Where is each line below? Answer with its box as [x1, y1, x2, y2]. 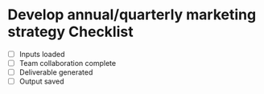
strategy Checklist [7, 22, 134, 41]
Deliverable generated [19, 67, 93, 77]
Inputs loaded [19, 49, 65, 59]
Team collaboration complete [19, 59, 117, 67]
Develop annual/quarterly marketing [7, 6, 257, 24]
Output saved [19, 76, 65, 86]
